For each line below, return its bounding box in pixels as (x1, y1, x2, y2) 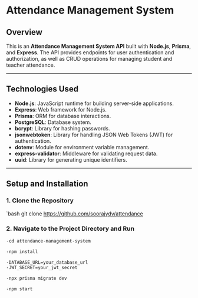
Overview (6, 27, 43, 37)
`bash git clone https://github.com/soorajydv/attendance (6, 210, 143, 217)
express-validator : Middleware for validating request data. (14, 150, 158, 157)
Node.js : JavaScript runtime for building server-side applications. (14, 100, 174, 107)
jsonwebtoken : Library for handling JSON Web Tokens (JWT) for (14, 131, 173, 138)
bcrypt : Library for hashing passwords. (14, 125, 110, 132)
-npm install (6, 248, 38, 254)
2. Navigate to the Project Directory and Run (6, 225, 134, 233)
